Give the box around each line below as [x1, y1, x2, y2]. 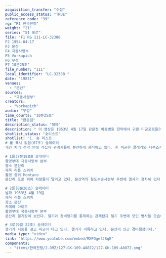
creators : [5, 99, 26, 104]
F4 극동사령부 [5, 48, 29, 53]
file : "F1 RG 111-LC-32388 [5, 35, 61, 40]
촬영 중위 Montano [5, 172, 39, 177]
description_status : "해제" [5, 122, 61, 127]
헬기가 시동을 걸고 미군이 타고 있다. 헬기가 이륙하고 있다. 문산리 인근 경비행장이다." [5, 227, 157, 232]
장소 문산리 [5, 163, 25, 168]
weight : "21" [5, 26, 32, 31]
